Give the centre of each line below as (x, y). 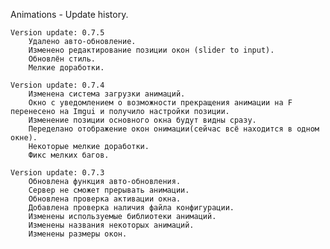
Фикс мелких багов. (69, 155)
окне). (24, 138)
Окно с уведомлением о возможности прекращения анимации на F (160, 103)
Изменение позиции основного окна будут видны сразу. (142, 120)
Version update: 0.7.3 (57, 173)
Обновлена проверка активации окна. (105, 199)
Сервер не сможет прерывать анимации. (109, 190)
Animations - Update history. (69, 14)
